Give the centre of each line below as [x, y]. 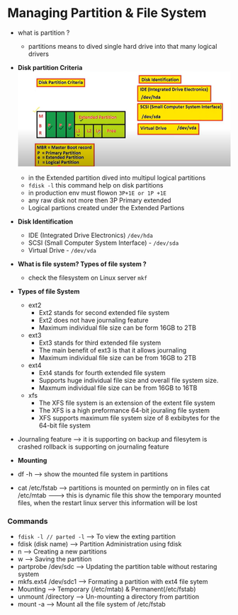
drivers [39, 54]
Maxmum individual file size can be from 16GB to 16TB [118, 388]
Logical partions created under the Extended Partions [106, 208]
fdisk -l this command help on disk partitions [96, 185]
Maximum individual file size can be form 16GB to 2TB [118, 328]
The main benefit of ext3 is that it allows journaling [112, 350]
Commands [28, 521]
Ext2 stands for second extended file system [104, 313]
